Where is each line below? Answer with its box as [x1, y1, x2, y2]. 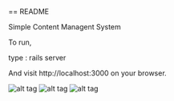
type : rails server [8, 53, 67, 62]
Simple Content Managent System [8, 22, 122, 31]
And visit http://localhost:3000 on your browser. [8, 68, 167, 78]
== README [8, 7, 50, 16]
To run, [8, 37, 32, 47]
